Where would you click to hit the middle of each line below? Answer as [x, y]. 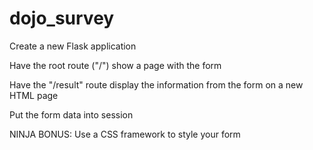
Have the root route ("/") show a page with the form [115, 65]
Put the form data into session [71, 114]
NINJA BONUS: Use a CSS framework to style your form [125, 134]
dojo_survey [62, 18]
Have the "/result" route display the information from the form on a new [156, 84]
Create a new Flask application [73, 46]
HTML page [34, 95]
